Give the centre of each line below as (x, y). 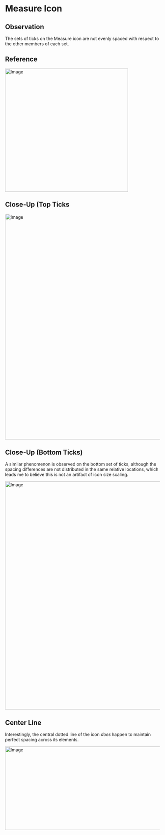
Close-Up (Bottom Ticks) (44, 452)
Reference (21, 59)
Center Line (23, 722)
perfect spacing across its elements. (42, 740)
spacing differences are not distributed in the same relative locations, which (82, 469)
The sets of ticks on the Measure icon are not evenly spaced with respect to (82, 38)
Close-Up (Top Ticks (37, 205)
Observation (25, 27)
